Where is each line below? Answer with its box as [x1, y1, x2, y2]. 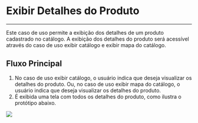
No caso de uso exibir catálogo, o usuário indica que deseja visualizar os [14, 74, 192, 81]
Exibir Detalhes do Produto [6, 4, 140, 18]
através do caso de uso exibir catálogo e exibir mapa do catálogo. [6, 41, 166, 48]
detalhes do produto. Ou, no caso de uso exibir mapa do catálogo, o [14, 81, 180, 88]
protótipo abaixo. [14, 99, 57, 107]
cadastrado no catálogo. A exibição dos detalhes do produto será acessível [6, 35, 190, 42]
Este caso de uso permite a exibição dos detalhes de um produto [6, 29, 164, 36]
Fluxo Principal [6, 59, 62, 69]
